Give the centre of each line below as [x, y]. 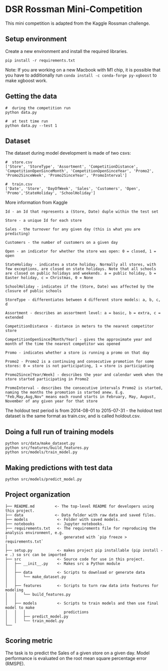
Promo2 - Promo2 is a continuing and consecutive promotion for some [80, 362]
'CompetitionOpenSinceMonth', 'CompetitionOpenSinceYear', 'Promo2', [80, 171]
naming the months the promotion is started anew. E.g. [65, 392]
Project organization [38, 495]
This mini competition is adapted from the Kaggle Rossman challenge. [78, 23]
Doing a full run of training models [60, 432]
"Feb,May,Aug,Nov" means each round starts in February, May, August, [81, 397]
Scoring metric [29, 641]
